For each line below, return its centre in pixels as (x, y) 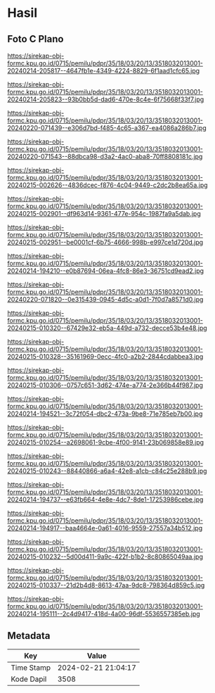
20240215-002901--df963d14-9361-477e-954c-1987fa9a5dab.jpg (104, 214)
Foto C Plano (35, 39)
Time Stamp (31, 668)
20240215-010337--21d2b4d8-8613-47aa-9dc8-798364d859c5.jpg (106, 585)
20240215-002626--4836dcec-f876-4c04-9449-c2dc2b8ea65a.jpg (108, 185)
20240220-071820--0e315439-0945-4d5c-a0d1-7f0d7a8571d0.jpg (105, 299)
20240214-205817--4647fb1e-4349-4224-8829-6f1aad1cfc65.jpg (104, 71)
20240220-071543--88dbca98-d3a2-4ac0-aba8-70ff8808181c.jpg (105, 157)
